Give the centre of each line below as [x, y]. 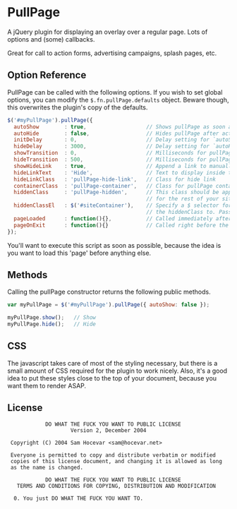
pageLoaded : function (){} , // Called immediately [113, 218]
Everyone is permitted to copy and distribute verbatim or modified [113, 455]
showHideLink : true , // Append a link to [110, 166]
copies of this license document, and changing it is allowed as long [116, 461]
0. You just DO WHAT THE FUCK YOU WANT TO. [78, 498]
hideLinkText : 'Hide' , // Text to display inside [120, 173]
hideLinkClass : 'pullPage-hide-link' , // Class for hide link [115, 179]
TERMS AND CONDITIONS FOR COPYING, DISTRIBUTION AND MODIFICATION [116, 486]
